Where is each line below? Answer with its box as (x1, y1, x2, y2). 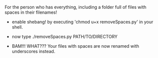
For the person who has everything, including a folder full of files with (4, 4, 147, 10)
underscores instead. (11, 49, 55, 54)
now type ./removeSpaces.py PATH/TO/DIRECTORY (11, 34, 118, 39)
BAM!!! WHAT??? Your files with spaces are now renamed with (11, 43, 140, 49)
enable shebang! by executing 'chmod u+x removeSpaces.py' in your (11, 19, 154, 25)
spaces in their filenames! (4, 9, 57, 15)
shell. (11, 24, 23, 30)
